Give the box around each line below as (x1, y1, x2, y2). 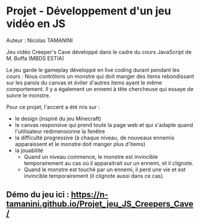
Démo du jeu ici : (6, 190, 69, 200)
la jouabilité (14, 147, 44, 154)
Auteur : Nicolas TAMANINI (6, 37, 73, 44)
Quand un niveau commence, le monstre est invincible (23, 153, 158, 160)
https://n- (71, 190, 109, 200)
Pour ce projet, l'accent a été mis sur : (6, 103, 100, 110)
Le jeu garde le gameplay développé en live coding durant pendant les (6, 66, 180, 73)
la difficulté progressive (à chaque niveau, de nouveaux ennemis (14, 134, 175, 141)
